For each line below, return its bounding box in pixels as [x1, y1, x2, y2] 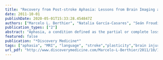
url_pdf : [5, 47, 23, 52]
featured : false [5, 34, 38, 39]
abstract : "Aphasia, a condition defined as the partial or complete [5, 30, 149, 34]
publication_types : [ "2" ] [5, 25, 57, 30]
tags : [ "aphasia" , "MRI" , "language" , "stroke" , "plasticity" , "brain [5, 43, 147, 48]
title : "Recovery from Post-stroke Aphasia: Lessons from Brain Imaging [5, 7, 155, 12]
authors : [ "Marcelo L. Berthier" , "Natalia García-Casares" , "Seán [5, 20, 145, 26]
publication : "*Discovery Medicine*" [5, 39, 81, 44]
